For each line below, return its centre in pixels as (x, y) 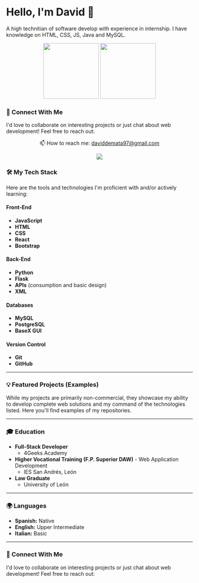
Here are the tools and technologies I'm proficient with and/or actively (92, 187)
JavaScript (28, 220)
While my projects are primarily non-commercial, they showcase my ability (97, 397)
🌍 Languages (26, 505)
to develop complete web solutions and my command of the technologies (96, 404)
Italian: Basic (31, 534)
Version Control (26, 344)
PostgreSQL (30, 324)
